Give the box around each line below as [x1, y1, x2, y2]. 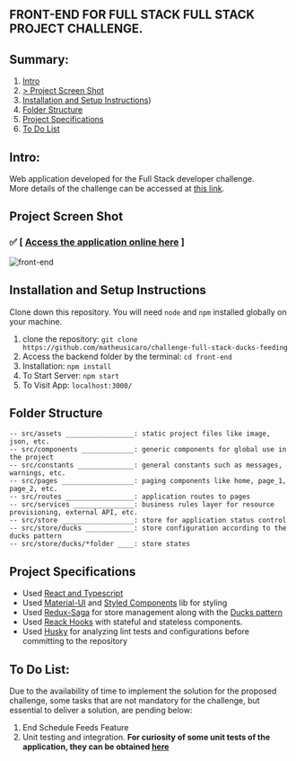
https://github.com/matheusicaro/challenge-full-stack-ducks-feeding [22, 343, 289, 352]
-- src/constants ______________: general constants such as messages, [9, 461, 283, 470]
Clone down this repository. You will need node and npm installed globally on [9, 306, 287, 318]
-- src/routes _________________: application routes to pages [9, 492, 251, 502]
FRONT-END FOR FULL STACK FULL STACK [9, 7, 256, 22]
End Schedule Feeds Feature [22, 721, 129, 732]
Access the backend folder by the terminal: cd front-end [22, 351, 232, 362]
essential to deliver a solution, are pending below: [9, 704, 193, 715]
